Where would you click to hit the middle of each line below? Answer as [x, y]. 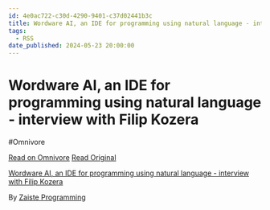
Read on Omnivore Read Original [62, 158]
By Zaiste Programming [47, 197]
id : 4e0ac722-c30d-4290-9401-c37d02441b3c [80, 16]
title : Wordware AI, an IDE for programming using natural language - [129, 23]
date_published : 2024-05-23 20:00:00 [72, 46]
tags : [17, 31]
